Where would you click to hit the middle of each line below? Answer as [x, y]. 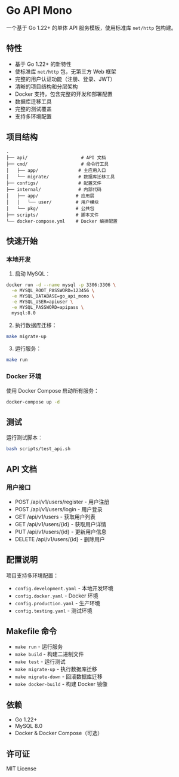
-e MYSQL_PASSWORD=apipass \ [48, 307]
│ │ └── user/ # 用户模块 [53, 202]
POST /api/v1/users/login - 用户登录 [58, 509]
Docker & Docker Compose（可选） [59, 733]
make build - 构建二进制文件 [49, 654]
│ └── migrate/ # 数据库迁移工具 [61, 177]
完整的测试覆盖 [33, 109]
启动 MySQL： [33, 274]
